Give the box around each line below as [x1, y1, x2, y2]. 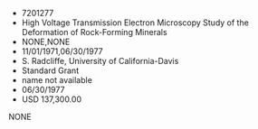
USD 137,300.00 [21, 94, 82, 105]
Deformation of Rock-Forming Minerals [21, 27, 168, 37]
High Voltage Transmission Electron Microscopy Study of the [21, 17, 250, 28]
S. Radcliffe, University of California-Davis [21, 56, 179, 66]
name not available [21, 75, 92, 85]
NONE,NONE [21, 36, 71, 47]
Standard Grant [21, 65, 79, 76]
